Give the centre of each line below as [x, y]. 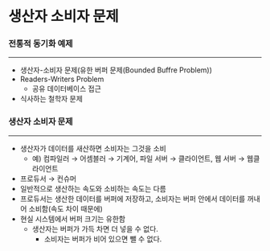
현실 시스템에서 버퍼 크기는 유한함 [73, 219]
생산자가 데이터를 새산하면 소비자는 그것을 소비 [93, 148]
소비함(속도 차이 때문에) [65, 208]
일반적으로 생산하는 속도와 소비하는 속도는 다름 [93, 188]
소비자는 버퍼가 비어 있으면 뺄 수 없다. [103, 239]
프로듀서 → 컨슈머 [48, 179]
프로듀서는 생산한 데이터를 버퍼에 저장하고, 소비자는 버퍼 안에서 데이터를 [133, 199]
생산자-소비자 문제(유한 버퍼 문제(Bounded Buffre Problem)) [116, 70]
